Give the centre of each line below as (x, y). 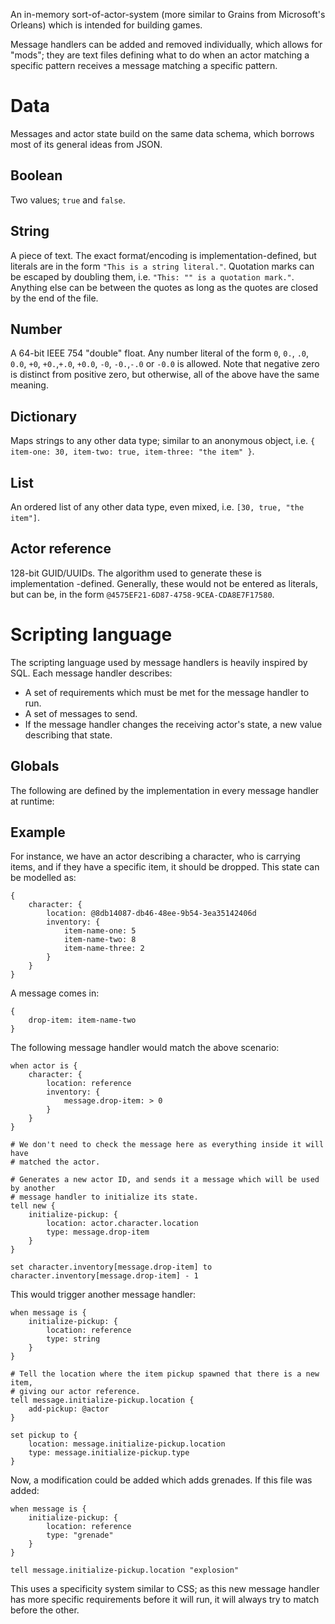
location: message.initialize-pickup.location (127, 1444)
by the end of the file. (54, 298)
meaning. (29, 385)
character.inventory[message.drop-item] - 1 (104, 1276)
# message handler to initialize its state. (104, 1197)
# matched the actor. (55, 1162)
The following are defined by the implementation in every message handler (165, 790)
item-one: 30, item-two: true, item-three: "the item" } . (132, 451)
